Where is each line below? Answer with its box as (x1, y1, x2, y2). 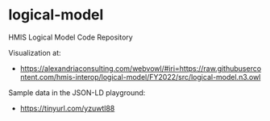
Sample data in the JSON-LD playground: (8, 87, 146, 98)
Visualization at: (8, 48, 62, 57)
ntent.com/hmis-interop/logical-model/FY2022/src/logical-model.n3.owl (19, 72, 261, 81)
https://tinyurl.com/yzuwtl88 (19, 103, 115, 113)
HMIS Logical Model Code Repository (8, 32, 133, 42)
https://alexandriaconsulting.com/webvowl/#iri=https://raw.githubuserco (19, 63, 262, 73)
